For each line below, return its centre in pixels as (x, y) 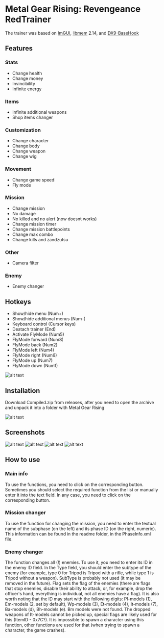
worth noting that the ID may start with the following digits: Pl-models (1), (79, 599)
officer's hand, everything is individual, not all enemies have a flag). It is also (82, 594)
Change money (27, 78)
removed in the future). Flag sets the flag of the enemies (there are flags (78, 583)
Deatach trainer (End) (34, 329)
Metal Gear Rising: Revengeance (73, 9)
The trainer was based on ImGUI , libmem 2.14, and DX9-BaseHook (72, 33)
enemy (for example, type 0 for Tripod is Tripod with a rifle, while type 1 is (80, 573)
